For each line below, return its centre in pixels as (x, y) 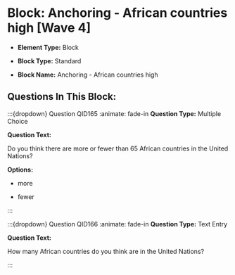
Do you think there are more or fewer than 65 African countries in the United (118, 148)
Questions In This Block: (62, 97)
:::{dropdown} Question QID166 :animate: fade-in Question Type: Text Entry (118, 224)
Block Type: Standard (49, 60)
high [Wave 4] (49, 28)
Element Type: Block (48, 47)
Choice (18, 121)
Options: (20, 170)
